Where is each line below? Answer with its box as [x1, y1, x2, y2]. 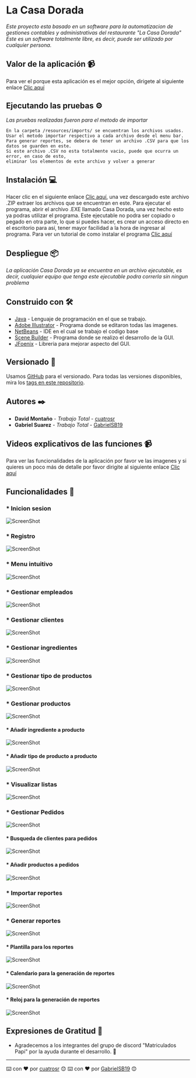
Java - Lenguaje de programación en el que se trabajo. [14, 315, 147, 322]
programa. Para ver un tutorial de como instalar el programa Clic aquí [6, 230, 172, 237]
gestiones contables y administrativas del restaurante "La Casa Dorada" [6, 29, 182, 36]
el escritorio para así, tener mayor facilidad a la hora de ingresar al [6, 225, 165, 232]
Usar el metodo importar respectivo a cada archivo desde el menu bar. [6, 133, 184, 139]
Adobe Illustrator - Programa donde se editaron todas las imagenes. [14, 322, 178, 328]
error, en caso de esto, [6, 153, 66, 159]
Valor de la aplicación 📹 [6, 59, 95, 69]
